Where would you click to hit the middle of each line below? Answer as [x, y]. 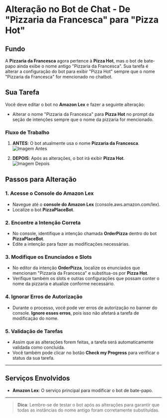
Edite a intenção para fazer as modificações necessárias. [71, 244]
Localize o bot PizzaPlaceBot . [43, 209]
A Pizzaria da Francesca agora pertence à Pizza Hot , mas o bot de [74, 61]
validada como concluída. [39, 347]
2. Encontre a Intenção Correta [43, 222]
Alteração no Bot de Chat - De [68, 9]
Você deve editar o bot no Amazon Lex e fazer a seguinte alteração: [75, 104]
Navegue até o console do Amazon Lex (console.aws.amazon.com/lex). [86, 204]
